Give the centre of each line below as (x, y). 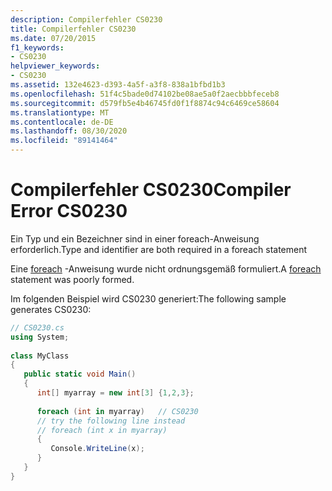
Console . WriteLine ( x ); (97, 449)
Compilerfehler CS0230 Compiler (151, 190)
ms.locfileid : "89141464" (64, 141)
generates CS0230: (51, 309)
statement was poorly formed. (72, 279)
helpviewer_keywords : (55, 66)
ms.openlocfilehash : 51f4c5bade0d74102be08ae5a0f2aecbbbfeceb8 (145, 94)
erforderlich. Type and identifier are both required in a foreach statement (159, 249)
